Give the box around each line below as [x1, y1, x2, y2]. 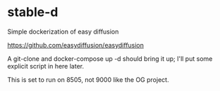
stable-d [7, 4, 59, 20]
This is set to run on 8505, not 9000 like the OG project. [7, 75, 169, 84]
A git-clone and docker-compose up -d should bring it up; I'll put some [7, 54, 213, 63]
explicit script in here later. [7, 62, 85, 70]
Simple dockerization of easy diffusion [7, 27, 119, 36]
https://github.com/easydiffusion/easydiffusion [7, 41, 145, 49]
